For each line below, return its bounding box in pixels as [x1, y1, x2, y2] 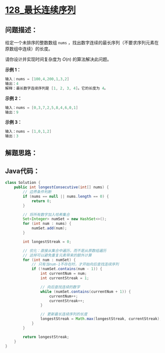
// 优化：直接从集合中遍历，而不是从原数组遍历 [23, 248, 107, 253]
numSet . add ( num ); [31, 226, 67, 231]
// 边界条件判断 [23, 189, 52, 195]
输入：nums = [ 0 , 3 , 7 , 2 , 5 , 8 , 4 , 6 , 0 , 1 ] [5, 105, 78, 110]
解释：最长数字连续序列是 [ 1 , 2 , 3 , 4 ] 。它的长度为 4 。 [5, 86, 108, 91]
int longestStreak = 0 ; [23, 239, 71, 244]
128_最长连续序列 [5, 4, 76, 16]
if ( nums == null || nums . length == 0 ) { [23, 194, 109, 199]
